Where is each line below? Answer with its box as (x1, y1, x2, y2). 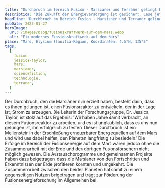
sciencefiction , (14, 71, 48, 76)
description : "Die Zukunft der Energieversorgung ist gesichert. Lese (5, 12, 153, 17)
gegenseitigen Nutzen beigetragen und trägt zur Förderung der (5, 172, 133, 178)
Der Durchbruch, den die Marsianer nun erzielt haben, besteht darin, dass (5, 98, 155, 104)
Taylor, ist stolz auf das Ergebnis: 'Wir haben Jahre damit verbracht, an (5, 114, 149, 120)
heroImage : (5, 26, 27, 31)
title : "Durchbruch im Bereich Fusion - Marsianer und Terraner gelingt (5, 7, 157, 12)
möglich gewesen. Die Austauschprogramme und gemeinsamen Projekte (5, 151, 153, 157)
